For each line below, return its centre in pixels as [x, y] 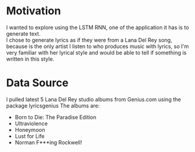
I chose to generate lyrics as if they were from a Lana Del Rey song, [89, 40]
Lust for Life [30, 136]
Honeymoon [30, 129]
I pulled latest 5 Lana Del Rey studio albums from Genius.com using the [94, 99]
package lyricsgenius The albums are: [53, 106]
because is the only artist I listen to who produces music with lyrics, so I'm [97, 46]
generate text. [23, 33]
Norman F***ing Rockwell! [48, 142]
